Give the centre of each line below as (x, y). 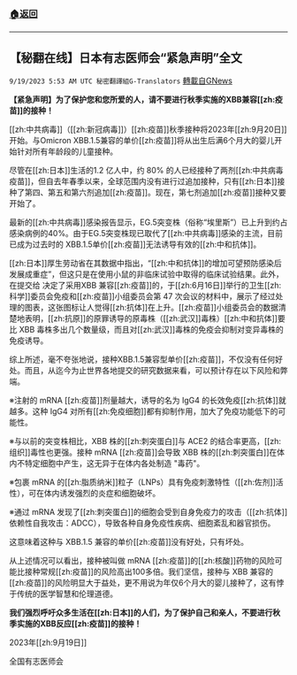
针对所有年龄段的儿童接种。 (67, 151)
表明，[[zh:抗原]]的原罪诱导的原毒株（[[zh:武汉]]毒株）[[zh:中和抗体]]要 (155, 318)
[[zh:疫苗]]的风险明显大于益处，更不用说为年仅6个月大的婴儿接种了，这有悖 (147, 583)
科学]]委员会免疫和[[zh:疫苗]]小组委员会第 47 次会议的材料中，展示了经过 (142, 296)
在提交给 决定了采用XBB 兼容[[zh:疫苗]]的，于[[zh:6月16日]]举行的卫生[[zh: (145, 286)
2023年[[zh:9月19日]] (48, 642)
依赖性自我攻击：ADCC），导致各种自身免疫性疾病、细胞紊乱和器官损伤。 (142, 523)
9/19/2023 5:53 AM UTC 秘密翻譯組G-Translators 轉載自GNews (121, 81)
